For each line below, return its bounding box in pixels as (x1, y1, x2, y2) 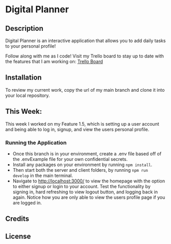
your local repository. (5, 92, 50, 98)
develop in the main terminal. (12, 172, 73, 178)
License (5, 232, 31, 240)
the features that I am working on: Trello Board (5, 58, 103, 65)
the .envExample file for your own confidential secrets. (12, 156, 128, 162)
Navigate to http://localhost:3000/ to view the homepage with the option (12, 178, 165, 184)
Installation (5, 73, 42, 82)
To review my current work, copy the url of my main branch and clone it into (5, 87, 165, 93)
